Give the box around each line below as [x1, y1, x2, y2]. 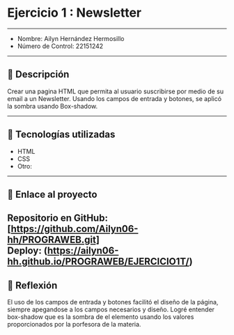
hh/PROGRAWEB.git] [7, 234, 100, 246]
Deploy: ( [7, 245, 48, 257]
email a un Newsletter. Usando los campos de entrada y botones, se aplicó [7, 94, 221, 102]
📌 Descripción [7, 68, 70, 81]
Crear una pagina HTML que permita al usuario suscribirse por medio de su [7, 87, 224, 95]
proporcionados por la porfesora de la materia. [7, 320, 141, 329]
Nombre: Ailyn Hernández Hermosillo [17, 34, 125, 42]
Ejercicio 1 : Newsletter [7, 5, 142, 21]
